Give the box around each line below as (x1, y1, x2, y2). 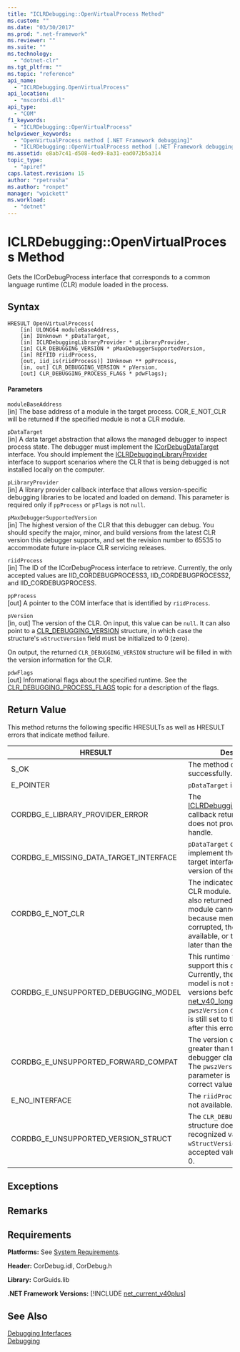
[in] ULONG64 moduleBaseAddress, (20, 326, 120, 333)
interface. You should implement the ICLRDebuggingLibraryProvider (7, 449, 208, 458)
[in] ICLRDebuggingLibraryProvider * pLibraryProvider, (20, 339, 191, 346)
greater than (188, 1043, 230, 1053)
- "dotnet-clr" (14, 57, 59, 64)
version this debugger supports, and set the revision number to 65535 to (7, 535, 221, 544)
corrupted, (188, 922, 224, 932)
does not (188, 818, 218, 828)
